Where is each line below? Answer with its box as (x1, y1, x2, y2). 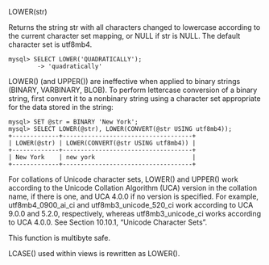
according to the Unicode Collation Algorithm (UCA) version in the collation (8, 183, 258, 192)
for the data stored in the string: (8, 103, 114, 111)
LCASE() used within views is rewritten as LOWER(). (8, 249, 180, 258)
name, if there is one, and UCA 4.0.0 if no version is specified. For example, (8, 191, 259, 201)
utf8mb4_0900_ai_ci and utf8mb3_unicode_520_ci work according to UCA (8, 200, 254, 209)
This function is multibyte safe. (8, 233, 111, 242)
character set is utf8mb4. (8, 40, 93, 49)
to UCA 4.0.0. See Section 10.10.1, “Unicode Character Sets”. (8, 217, 208, 227)
